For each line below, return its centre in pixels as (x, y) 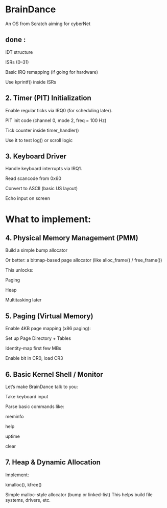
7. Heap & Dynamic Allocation (53, 462)
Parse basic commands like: (35, 407)
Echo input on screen (28, 198)
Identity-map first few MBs (33, 348)
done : (16, 40)
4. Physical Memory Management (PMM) (72, 238)
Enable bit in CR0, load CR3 (34, 358)
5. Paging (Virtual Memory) (49, 316)
